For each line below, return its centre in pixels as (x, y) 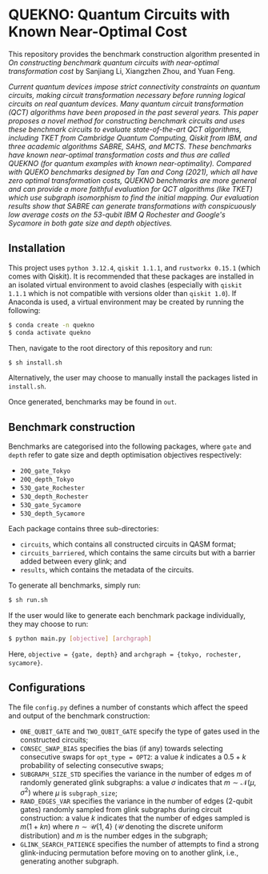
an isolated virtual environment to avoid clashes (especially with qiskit (125, 285)
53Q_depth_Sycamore (52, 514)
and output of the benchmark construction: (79, 715)
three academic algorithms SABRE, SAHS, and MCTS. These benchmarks (130, 146)
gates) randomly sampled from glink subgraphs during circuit (121, 810)
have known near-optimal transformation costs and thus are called (119, 155)
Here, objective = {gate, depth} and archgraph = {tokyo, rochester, (125, 654)
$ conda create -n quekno (51, 325)
